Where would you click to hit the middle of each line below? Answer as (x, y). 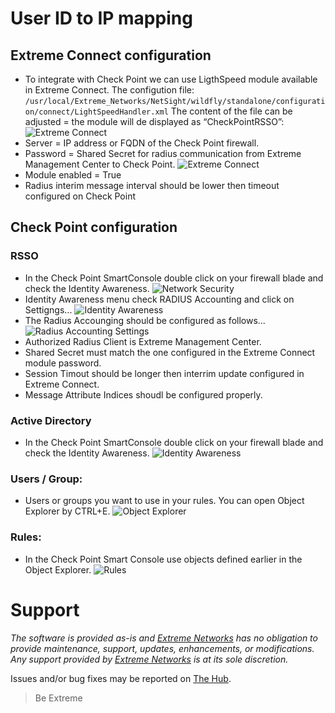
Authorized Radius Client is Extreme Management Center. (143, 341)
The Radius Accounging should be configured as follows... (145, 320)
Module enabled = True (73, 175)
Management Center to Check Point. (100, 164)
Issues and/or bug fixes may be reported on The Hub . (121, 678)
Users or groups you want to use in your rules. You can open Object (164, 501)
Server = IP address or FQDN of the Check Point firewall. (142, 143)
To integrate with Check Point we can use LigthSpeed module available (171, 79)
